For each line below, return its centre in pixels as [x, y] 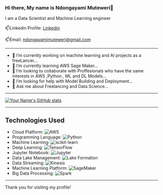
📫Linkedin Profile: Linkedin [33, 28]
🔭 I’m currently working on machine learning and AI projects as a [77, 55]
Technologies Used [35, 120]
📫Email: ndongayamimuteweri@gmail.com [48, 40]
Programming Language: [37, 137]
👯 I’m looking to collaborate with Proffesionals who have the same [78, 71]
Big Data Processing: [33, 173]
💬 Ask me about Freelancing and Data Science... [60, 87]
